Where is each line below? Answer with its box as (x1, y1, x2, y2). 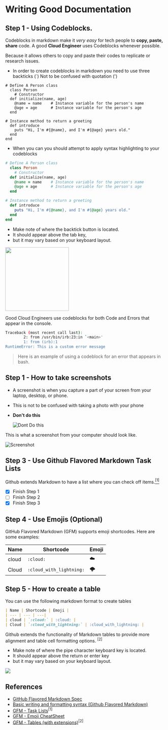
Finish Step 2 (12, 494, 41, 500)
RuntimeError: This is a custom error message (5, 344, 106, 349)
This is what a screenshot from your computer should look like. (5, 432, 137, 438)
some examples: (5, 534, 40, 540)
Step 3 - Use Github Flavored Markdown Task (5, 457, 151, 465)
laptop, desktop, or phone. (12, 392, 69, 399)
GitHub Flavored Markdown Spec (12, 696, 82, 702)
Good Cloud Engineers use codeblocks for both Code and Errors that (5, 315, 150, 321)
